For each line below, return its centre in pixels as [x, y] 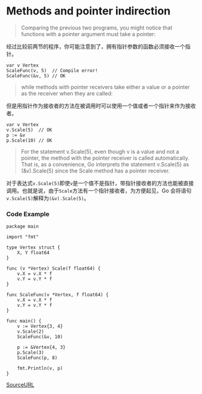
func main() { [24, 321]
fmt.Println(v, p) [40, 368]
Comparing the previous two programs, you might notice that [96, 28]
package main [23, 226]
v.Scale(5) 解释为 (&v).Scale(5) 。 [48, 198]
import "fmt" [23, 237]
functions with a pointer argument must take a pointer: [88, 34]
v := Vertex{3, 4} [40, 326]
